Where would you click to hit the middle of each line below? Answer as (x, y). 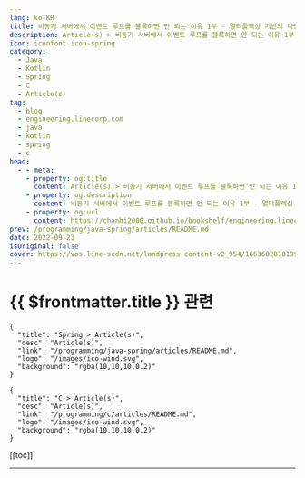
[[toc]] (21, 455)
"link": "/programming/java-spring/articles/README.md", (128, 351)
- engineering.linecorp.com (71, 119)
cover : (22, 254)
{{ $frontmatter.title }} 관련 (111, 302)
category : (28, 52)
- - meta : (36, 170)
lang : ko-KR (32, 18)
